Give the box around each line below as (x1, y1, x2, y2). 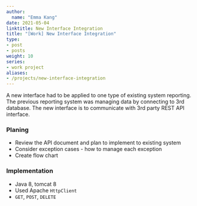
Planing (6, 126, 29, 134)
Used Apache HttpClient (14, 186, 77, 194)
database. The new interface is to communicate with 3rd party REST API (6, 104, 184, 112)
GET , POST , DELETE (14, 193, 56, 200)
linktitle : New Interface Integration (6, 25, 103, 32)
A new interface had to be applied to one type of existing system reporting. (6, 92, 192, 99)
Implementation (6, 167, 54, 175)
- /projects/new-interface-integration (6, 75, 106, 81)
